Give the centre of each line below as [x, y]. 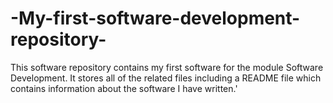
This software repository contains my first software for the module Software [167, 67]
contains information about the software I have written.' [124, 88]
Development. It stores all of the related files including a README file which [166, 78]
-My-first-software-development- [155, 18]
